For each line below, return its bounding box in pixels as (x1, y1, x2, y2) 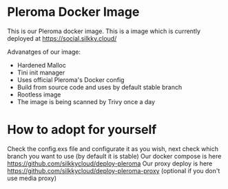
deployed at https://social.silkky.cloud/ (7, 34, 117, 42)
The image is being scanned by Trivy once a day (17, 97, 156, 106)
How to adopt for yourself (7, 122, 157, 138)
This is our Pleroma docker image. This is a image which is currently (7, 27, 201, 35)
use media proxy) (7, 174, 57, 182)
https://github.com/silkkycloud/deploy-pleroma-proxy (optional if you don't (7, 166, 220, 175)
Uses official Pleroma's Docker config (17, 75, 125, 83)
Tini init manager (17, 68, 65, 77)
